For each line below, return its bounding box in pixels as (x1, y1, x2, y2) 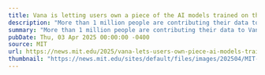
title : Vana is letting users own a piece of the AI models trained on (8, 11, 248, 20)
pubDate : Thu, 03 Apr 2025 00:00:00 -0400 (8, 33, 150, 41)
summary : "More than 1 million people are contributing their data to (8, 26, 245, 34)
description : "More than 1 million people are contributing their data (8, 19, 248, 27)
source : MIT (8, 41, 47, 48)
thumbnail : (8, 55, 44, 63)
